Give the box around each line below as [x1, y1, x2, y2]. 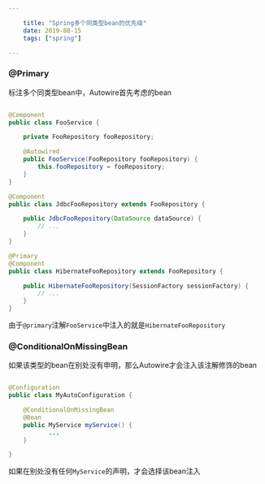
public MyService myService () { [23, 421, 132, 429]
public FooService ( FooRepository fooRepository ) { [23, 155, 198, 163]
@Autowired [23, 148, 60, 156]
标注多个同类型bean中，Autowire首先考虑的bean [8, 87, 172, 97]
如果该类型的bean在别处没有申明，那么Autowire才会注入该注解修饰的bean [8, 361, 258, 370]
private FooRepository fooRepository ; [23, 133, 154, 141]
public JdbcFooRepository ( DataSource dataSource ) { [23, 214, 202, 223]
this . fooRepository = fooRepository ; [37, 163, 165, 171]
